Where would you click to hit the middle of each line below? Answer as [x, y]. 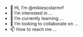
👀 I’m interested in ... [31, 13]
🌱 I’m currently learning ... [37, 18]
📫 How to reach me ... [33, 29]
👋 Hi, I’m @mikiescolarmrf [37, 8]
